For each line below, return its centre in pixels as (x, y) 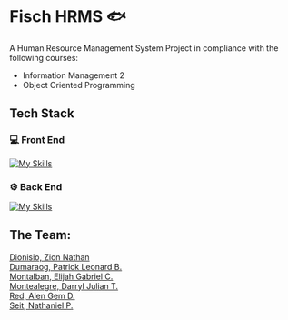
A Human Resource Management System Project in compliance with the (144, 48)
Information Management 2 (74, 75)
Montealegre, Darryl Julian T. (64, 285)
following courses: (44, 57)
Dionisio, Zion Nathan (50, 257)
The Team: (40, 235)
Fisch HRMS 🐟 (68, 17)
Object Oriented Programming (79, 85)
